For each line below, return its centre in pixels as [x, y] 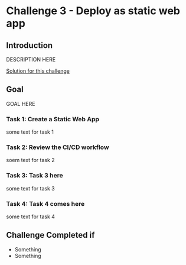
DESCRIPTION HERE [31, 59]
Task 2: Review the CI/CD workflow [58, 147]
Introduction [30, 45]
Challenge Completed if [50, 235]
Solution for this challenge [38, 71]
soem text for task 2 [30, 160]
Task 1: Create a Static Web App [53, 119]
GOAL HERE [21, 104]
